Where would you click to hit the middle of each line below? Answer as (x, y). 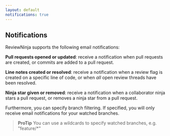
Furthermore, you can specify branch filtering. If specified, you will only (80, 108)
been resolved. (21, 83)
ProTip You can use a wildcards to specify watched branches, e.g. (87, 123)
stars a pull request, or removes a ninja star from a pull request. (72, 98)
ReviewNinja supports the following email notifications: (63, 47)
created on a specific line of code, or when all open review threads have (81, 78)
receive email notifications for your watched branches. (62, 113)
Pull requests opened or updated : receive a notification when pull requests (84, 57)
